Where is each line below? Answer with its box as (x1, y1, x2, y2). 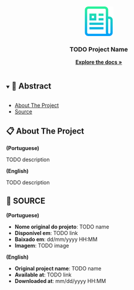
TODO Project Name (69, 45, 128, 53)
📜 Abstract (11, 81, 52, 91)
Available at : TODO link (14, 271, 72, 278)
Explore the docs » (75, 58, 122, 66)
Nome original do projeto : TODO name (14, 223, 110, 230)
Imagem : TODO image (14, 242, 69, 249)
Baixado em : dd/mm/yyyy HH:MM (14, 236, 98, 243)
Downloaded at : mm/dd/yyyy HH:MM (14, 277, 106, 284)
